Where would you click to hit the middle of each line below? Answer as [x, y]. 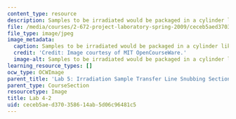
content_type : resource [42, 14]
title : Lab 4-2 [29, 99]
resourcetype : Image [38, 92]
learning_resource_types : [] [50, 66]
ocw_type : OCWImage [36, 72]
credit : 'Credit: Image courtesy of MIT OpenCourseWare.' [100, 53]
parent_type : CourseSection [48, 85]
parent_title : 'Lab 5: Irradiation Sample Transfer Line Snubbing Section [119, 79]
